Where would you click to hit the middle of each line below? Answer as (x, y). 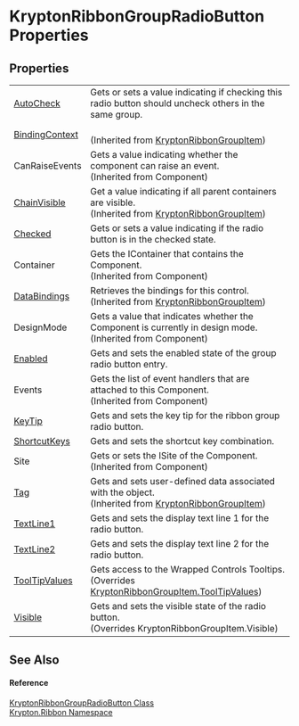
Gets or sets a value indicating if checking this (186, 92)
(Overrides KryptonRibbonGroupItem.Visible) (184, 628)
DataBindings (42, 296)
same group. (117, 115)
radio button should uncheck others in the (178, 103)
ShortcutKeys (42, 441)
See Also (34, 660)
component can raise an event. (155, 165)
